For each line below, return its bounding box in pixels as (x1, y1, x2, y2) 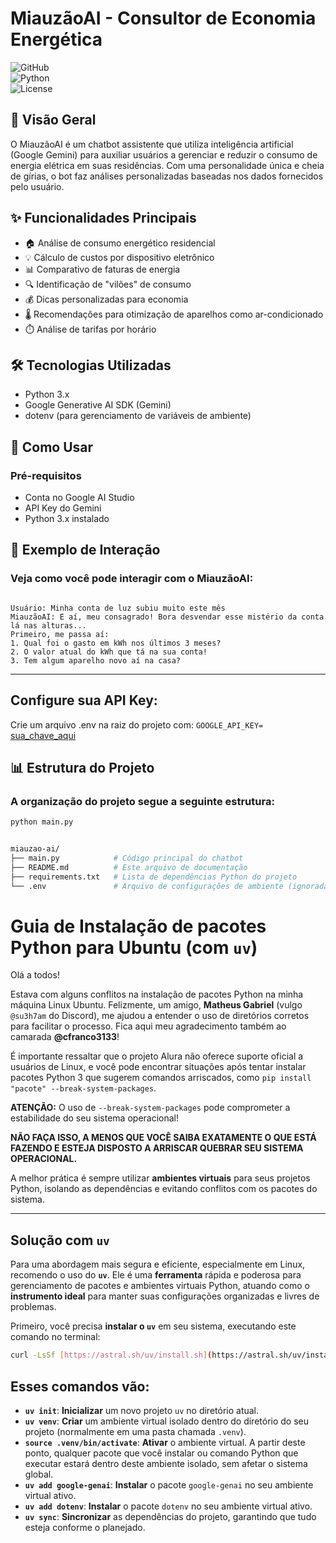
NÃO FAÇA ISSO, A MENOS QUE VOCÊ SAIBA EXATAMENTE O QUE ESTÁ (10, 1132, 317, 1144)
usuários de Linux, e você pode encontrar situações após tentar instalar (10, 1061, 307, 1073)
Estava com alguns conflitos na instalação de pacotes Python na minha (10, 988, 304, 1001)
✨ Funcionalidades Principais (10, 210, 197, 227)
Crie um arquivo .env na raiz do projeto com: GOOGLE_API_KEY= (10, 718, 264, 731)
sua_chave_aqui (10, 729, 77, 741)
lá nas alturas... (10, 620, 87, 631)
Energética (10, 28, 103, 51)
